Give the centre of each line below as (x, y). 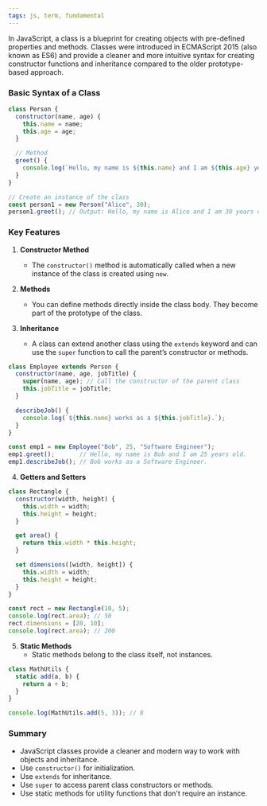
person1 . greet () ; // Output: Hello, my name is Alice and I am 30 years (131, 212)
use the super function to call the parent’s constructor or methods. (140, 352)
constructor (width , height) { (65, 499)
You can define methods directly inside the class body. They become (145, 304)
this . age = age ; (50, 131)
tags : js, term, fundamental (56, 16)
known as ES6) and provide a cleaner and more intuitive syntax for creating (132, 55)
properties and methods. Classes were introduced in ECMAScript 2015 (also (133, 47)
